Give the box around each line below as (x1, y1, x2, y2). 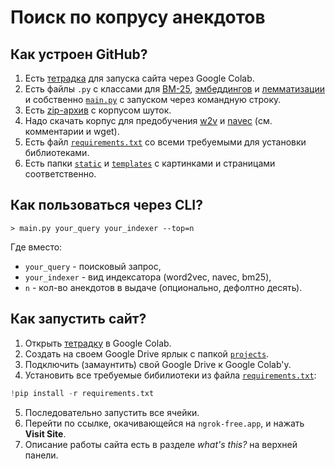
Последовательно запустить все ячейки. (24, 406, 200, 418)
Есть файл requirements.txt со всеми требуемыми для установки (24, 136, 307, 148)
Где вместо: (10, 241, 63, 253)
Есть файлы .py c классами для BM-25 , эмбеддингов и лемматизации (24, 83, 325, 95)
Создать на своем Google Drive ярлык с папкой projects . (24, 347, 270, 360)
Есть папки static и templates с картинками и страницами (24, 157, 276, 169)
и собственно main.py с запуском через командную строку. (24, 94, 282, 105)
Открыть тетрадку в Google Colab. (24, 337, 172, 349)
